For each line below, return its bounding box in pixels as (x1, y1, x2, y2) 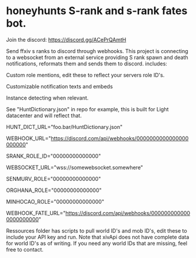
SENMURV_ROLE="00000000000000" (6, 175, 101, 182)
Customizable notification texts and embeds (6, 82, 113, 90)
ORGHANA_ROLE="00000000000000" (6, 187, 102, 194)
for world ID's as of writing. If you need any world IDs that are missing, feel (6, 240, 187, 247)
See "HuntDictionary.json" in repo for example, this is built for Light (6, 105, 169, 113)
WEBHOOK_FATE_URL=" (6, 209, 66, 216)
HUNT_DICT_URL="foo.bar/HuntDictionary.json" (6, 123, 123, 130)
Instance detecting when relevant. (6, 94, 89, 101)
